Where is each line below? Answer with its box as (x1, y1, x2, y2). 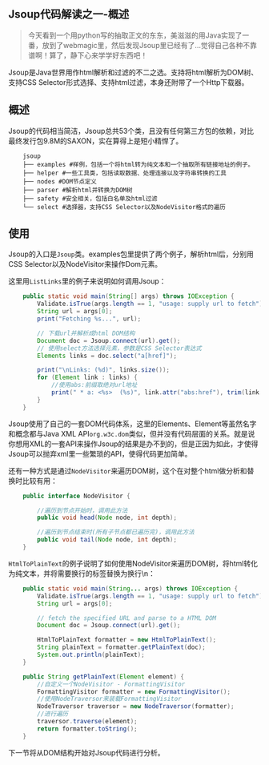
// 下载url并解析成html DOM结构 (37, 329, 135, 337)
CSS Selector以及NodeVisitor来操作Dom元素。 (8, 260, 163, 269)
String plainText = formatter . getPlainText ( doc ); (37, 643, 206, 651)
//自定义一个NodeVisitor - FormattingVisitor (37, 680, 186, 688)
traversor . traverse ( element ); (37, 718, 138, 726)
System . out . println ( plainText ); (37, 651, 146, 659)
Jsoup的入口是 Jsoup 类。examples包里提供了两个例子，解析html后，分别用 (8, 249, 255, 259)
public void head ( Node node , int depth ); (37, 513, 178, 522)
